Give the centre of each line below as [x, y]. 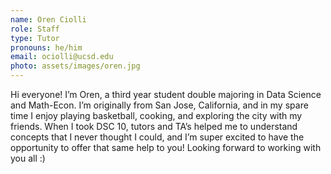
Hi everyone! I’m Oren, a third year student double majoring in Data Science [166, 94]
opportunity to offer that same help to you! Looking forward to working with [166, 147]
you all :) [28, 158]
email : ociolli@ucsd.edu [62, 57]
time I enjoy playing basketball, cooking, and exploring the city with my [156, 115]
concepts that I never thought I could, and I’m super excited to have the [157, 137]
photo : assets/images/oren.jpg [75, 66]
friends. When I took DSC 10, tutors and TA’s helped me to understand [154, 126]
